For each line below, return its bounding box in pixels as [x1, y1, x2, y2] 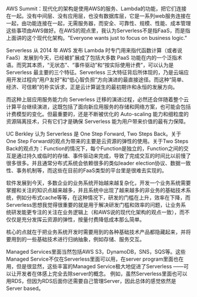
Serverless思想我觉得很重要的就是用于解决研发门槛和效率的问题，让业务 [6, 202, 181, 208]
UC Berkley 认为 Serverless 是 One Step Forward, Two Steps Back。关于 [6, 131, 182, 137]
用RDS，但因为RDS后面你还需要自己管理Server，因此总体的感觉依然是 [6, 278, 176, 284]
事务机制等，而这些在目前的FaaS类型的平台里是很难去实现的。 [16, 167, 167, 174]
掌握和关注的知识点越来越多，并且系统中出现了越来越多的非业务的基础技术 [6, 187, 186, 193]
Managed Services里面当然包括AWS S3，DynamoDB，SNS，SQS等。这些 [6, 248, 186, 255]
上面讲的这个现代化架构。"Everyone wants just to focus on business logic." [6, 35, 188, 41]
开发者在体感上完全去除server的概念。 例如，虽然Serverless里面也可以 [16, 270, 188, 277]
